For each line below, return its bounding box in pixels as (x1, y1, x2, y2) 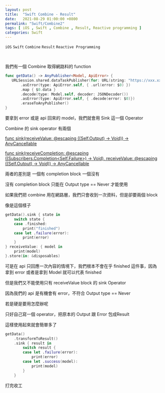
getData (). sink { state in (5, 212, 60, 217)
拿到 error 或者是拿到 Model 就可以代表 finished (5, 269, 102, 275)
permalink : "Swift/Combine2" (5, 21, 65, 26)
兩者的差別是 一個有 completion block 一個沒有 (5, 171, 100, 177)
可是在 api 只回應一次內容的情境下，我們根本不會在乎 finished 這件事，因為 (5, 263, 157, 269)
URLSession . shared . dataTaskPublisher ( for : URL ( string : (11, 78, 126, 83)
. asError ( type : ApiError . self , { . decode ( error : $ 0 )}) (20, 96, 135, 101)
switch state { (14, 217, 45, 222)
